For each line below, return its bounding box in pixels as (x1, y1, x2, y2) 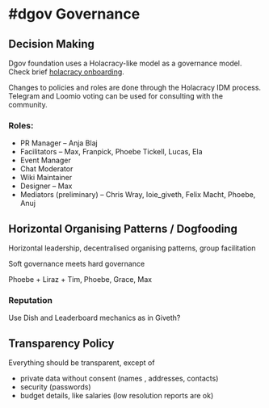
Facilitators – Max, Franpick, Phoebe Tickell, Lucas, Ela (19, 147, 204, 157)
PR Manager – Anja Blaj (19, 138, 99, 148)
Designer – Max (19, 181, 73, 191)
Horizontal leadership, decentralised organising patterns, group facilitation (8, 243, 256, 253)
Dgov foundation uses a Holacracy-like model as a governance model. (8, 58, 242, 68)
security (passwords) (19, 382, 91, 392)
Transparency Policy (8, 336, 115, 350)
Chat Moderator (19, 164, 74, 174)
